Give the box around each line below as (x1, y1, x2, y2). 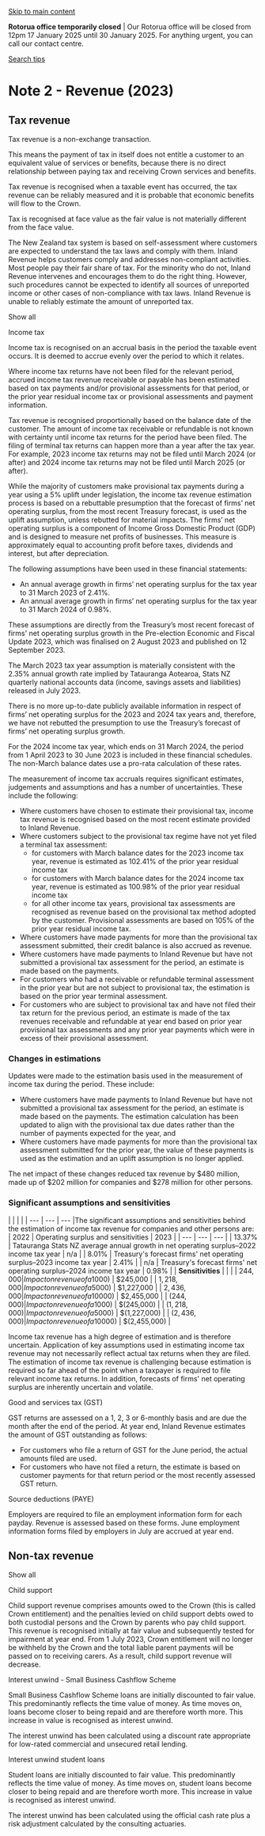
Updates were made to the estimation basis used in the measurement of (8, 1071, 244, 1080)
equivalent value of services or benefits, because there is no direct (8, 158, 227, 167)
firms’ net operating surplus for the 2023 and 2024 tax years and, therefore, (8, 710, 256, 719)
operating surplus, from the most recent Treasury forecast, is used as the (8, 507, 248, 516)
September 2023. (8, 646, 66, 654)
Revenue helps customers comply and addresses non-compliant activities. (8, 255, 252, 264)
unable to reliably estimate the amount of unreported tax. (8, 297, 194, 306)
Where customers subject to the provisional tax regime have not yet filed (19, 832, 257, 840)
